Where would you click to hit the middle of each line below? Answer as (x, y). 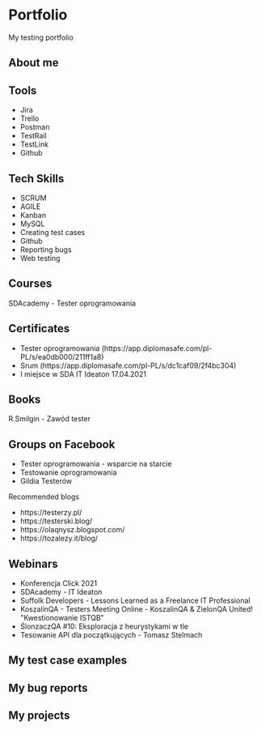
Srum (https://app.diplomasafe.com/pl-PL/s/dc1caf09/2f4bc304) (128, 365)
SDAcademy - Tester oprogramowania (72, 303)
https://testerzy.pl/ (51, 513)
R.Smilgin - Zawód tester (50, 419)
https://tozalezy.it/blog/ (59, 538)
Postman (35, 127)
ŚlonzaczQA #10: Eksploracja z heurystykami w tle (104, 626)
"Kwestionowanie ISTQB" (62, 618)
